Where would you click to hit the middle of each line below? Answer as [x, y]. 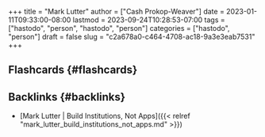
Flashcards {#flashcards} [73, 70]
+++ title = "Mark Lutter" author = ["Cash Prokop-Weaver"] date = [116, 11]
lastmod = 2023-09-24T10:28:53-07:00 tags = [149, 20]
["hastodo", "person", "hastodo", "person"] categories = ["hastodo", [119, 28]
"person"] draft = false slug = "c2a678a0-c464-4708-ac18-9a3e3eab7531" [132, 36]
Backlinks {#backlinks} [67, 97]
